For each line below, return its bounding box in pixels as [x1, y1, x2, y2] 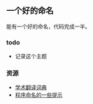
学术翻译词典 [14, 84, 47, 91]
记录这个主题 [14, 53, 47, 60]
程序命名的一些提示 [14, 91, 63, 99]
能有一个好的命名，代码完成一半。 [6, 23, 91, 30]
